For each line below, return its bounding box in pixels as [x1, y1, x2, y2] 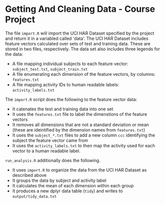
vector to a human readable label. [12, 148, 81, 154]
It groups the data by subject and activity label [12, 177, 107, 183]
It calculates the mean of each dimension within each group [12, 182, 134, 188]
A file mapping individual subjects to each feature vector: [12, 61, 129, 67]
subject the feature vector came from [12, 137, 89, 143]
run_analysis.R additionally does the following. [5, 157, 100, 163]
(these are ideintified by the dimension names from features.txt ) [12, 127, 145, 133]
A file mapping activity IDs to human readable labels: [12, 81, 120, 87]
